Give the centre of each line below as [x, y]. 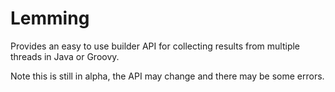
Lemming [50, 18]
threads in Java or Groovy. [65, 56]
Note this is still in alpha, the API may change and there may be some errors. [167, 76]
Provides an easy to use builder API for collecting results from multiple [155, 46]
